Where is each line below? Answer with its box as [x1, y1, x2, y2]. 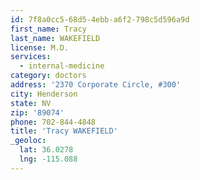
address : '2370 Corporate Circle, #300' [10, 80, 182, 90]
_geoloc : [10, 136, 47, 146]
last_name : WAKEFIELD [10, 33, 101, 43]
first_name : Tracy [10, 24, 87, 34]
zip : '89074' [10, 107, 65, 118]
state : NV [10, 98, 52, 108]
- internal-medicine [19, 61, 105, 71]
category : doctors [10, 71, 87, 81]
